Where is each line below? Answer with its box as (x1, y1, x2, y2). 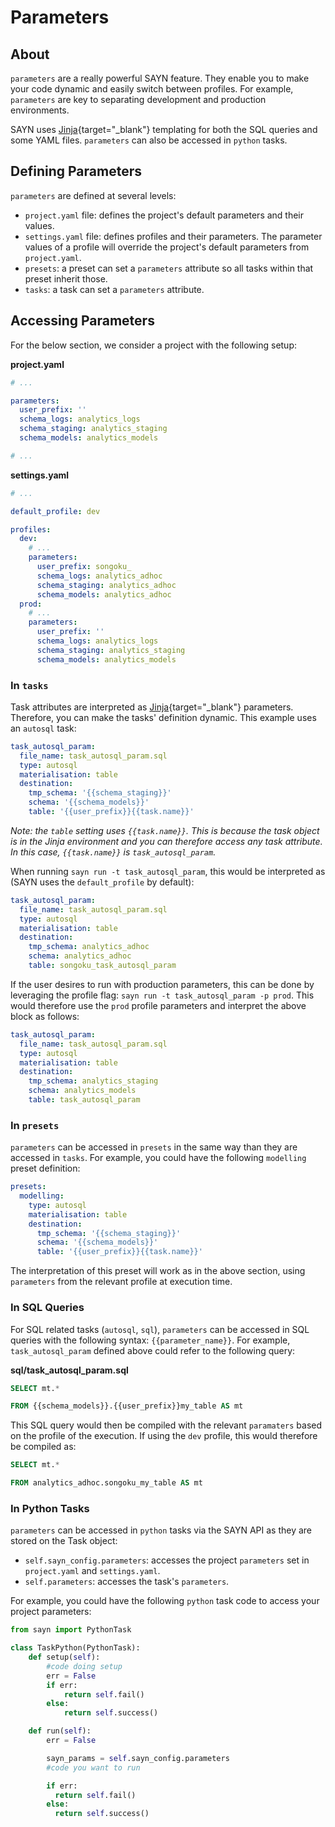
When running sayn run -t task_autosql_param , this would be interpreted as (10, 865, 326, 877)
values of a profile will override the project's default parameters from (24, 241, 310, 253)
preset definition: (10, 1162, 81, 1175)
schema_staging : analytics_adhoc (36, 580, 177, 590)
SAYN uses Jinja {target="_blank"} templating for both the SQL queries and (10, 124, 318, 135)
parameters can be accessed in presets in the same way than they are (10, 1141, 298, 1153)
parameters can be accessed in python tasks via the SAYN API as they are (10, 1524, 312, 1536)
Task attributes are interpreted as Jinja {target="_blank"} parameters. (10, 701, 294, 713)
